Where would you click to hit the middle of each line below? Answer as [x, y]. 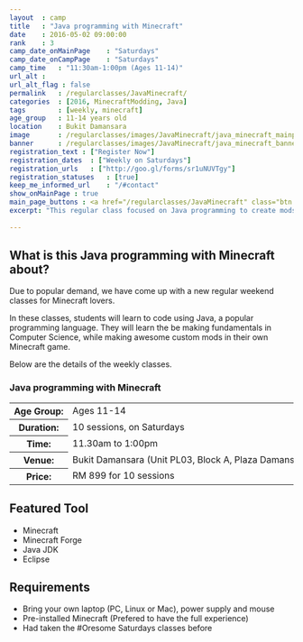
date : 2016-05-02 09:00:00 [68, 34]
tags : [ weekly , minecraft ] [76, 110]
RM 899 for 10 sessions [123, 476]
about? [29, 270]
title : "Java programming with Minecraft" [96, 26]
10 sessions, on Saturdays [128, 426]
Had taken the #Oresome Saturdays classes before [117, 628]
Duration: [39, 427]
